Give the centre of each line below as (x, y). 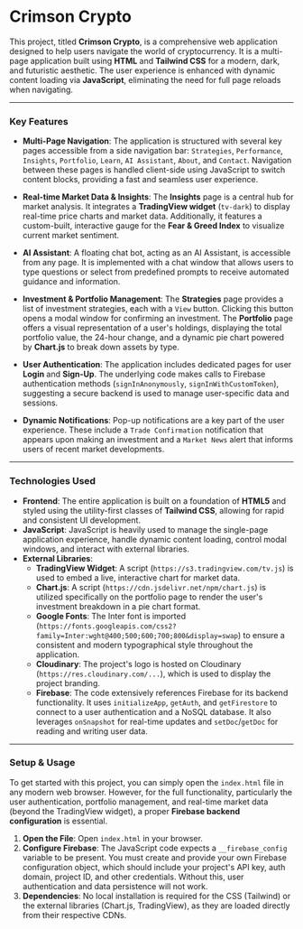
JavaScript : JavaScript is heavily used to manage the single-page (145, 529)
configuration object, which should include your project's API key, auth (154, 867)
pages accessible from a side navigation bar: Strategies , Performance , (153, 151)
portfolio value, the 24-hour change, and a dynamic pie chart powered (153, 338)
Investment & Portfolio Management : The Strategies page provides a (153, 299)
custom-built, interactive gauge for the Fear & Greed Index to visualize (153, 226)
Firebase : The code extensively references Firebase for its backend (162, 692)
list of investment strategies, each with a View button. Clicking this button (158, 309)
